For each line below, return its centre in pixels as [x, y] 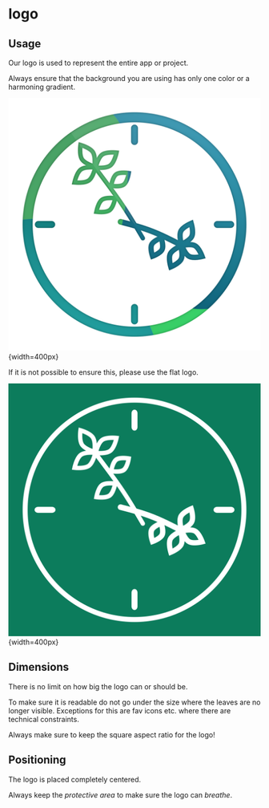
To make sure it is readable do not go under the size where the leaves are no [134, 702]
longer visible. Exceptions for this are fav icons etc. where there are [120, 710]
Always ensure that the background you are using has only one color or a [129, 78]
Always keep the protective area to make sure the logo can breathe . [120, 794]
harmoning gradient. [42, 87]
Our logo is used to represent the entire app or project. [98, 63]
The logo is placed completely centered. [75, 779]
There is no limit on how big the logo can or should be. [98, 686]
